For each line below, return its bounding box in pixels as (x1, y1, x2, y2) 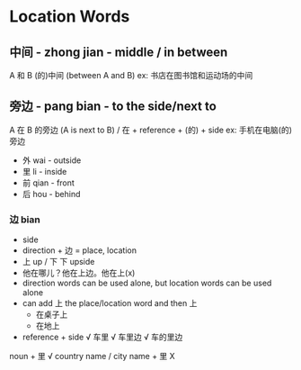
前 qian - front (22, 177, 75, 188)
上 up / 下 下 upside (22, 257, 95, 267)
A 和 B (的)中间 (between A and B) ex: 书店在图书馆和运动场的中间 (9, 70, 253, 80)
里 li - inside (22, 166, 67, 176)
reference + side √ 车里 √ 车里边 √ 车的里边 (22, 331, 183, 343)
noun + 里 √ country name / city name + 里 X (9, 351, 175, 362)
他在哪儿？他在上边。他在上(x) (22, 267, 136, 278)
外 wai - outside (22, 155, 82, 166)
